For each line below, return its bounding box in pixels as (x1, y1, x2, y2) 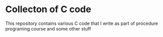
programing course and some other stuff (5, 25, 91, 31)
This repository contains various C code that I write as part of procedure (5, 20, 158, 26)
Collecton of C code (5, 4, 91, 15)
